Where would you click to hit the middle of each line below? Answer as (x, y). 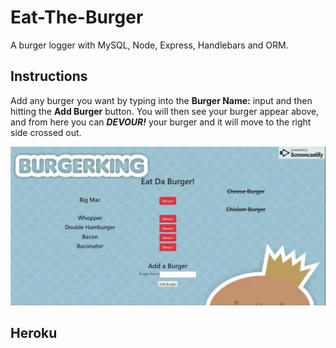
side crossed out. (46, 132)
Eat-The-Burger (77, 17)
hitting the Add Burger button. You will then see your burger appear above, (165, 111)
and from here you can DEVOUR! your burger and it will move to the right (161, 122)
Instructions (49, 76)
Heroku (34, 333)
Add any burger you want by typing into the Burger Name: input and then (161, 100)
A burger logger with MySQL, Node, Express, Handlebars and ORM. (149, 45)
